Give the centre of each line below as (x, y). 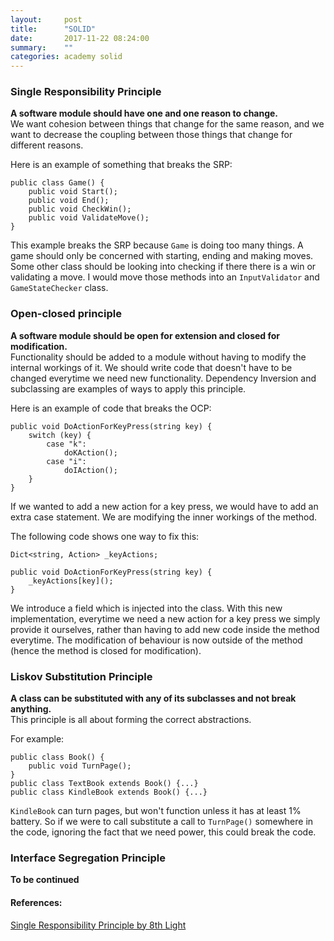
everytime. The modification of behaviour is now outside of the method (156, 640)
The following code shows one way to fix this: (105, 536)
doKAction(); (90, 452)
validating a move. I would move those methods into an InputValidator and (165, 277)
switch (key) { (60, 435)
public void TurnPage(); (80, 766)
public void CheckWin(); (80, 209)
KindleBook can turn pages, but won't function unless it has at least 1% (156, 811)
